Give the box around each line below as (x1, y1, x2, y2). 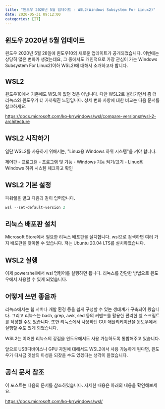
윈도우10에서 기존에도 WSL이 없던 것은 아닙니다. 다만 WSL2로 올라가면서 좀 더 (5, 91, 157, 97)
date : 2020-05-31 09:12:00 (5, 12, 61, 17)
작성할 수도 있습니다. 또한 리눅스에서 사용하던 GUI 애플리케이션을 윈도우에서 (10, 318, 157, 325)
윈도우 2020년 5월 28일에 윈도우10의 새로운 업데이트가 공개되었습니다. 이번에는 (5, 50, 160, 56)
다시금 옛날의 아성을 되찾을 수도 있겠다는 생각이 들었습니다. (14, 352, 128, 358)
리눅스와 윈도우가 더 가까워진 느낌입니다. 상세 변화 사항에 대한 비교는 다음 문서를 (5, 97, 160, 103)
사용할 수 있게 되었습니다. (18, 276, 68, 283)
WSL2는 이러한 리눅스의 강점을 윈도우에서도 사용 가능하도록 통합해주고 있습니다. (5, 335, 160, 341)
